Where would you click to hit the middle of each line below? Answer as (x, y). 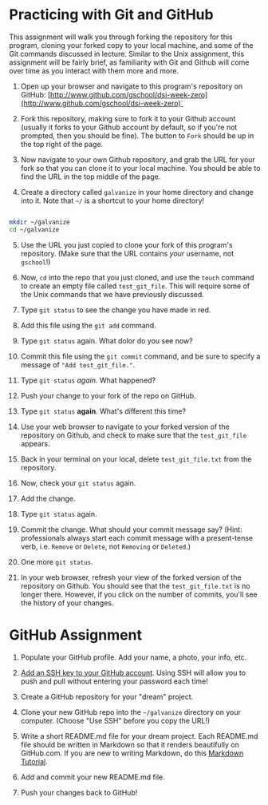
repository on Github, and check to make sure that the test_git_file (134, 435)
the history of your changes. (67, 603)
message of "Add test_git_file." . (78, 364)
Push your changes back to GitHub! (79, 792)
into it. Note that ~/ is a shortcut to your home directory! (112, 200)
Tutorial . (34, 761)
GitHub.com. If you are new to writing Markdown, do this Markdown (132, 753)
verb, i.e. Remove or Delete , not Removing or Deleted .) (105, 546)
